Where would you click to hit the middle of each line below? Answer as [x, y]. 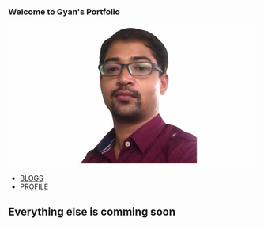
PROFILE [34, 187]
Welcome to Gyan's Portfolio [64, 12]
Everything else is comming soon [92, 211]
